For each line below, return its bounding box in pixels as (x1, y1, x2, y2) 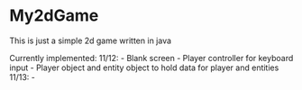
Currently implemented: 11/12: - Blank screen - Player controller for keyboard (9, 52, 294, 63)
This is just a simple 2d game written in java (9, 35, 172, 46)
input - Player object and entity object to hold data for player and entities (9, 62, 279, 73)
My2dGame (9, 5, 99, 26)
